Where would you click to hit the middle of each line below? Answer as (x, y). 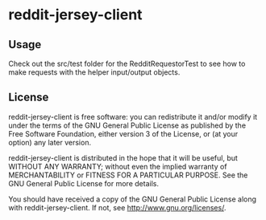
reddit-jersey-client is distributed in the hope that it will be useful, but (123, 157)
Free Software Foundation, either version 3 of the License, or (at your (123, 133)
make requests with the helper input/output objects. (94, 72)
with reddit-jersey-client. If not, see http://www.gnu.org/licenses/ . (117, 207)
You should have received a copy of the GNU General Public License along (132, 199)
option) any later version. (50, 142)
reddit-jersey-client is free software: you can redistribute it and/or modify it (133, 116)
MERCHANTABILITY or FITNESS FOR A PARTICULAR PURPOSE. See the (128, 175)
